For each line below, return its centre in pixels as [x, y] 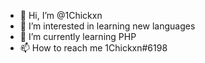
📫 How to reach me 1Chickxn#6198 [93, 48]
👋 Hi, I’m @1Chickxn [61, 15]
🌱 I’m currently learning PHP [78, 36]
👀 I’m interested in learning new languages [107, 26]
